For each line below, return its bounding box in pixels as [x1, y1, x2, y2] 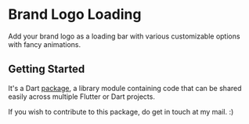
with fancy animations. [8, 39, 81, 49]
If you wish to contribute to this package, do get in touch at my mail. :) [8, 107, 234, 116]
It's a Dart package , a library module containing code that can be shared [8, 83, 242, 93]
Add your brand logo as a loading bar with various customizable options [8, 31, 240, 41]
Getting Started [8, 63, 85, 76]
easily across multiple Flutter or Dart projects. [8, 92, 155, 101]
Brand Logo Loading [8, 5, 142, 24]
